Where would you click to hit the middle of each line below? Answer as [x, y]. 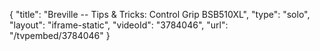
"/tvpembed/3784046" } [60, 35]
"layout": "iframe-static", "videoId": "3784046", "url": [119, 25]
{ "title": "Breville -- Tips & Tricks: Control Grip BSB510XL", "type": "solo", [160, 14]
